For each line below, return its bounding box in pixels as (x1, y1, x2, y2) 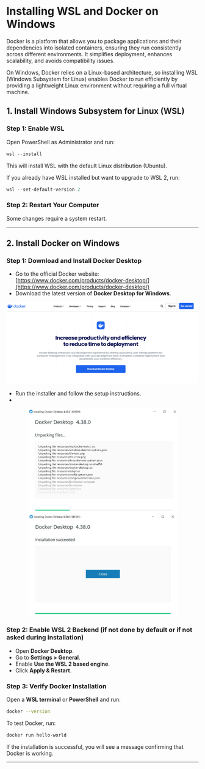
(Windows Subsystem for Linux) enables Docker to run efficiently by (6, 75, 178, 83)
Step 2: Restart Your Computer (6, 201, 99, 209)
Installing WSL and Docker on (6, 4, 159, 18)
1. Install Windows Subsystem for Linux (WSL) (6, 106, 185, 117)
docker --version (6, 708, 51, 715)
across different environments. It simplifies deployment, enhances (6, 50, 173, 57)
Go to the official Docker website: (15, 270, 99, 278)
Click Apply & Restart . (15, 666, 72, 674)
